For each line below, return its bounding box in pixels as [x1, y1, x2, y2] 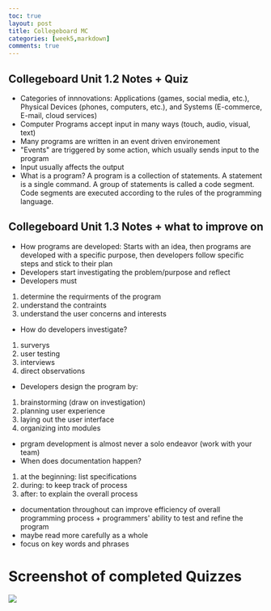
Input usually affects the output [19, 162, 125, 172]
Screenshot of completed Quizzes [8, 567, 243, 585]
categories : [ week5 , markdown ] [8, 34, 111, 43]
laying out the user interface [19, 414, 115, 424]
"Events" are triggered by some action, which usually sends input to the [19, 145, 260, 155]
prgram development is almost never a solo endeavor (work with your [19, 439, 252, 448]
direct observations [19, 366, 86, 376]
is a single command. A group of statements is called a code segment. [19, 179, 255, 189]
